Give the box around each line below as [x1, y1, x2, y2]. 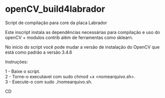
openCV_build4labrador [5, 3, 105, 15]
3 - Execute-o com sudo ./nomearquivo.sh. [5, 79, 93, 85]
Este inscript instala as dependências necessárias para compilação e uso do [5, 29, 160, 35]
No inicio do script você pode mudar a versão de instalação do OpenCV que [5, 44, 160, 50]
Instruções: [5, 59, 28, 65]
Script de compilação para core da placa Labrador [5, 20, 107, 26]
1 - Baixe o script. [5, 68, 40, 74]
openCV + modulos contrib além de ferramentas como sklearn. [5, 34, 133, 40]
